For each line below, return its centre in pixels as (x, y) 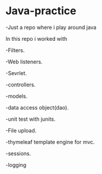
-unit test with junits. (31, 119)
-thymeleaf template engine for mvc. (50, 142)
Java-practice (41, 11)
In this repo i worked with (36, 38)
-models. (17, 96)
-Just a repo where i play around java (51, 27)
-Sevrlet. (16, 73)
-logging (16, 165)
